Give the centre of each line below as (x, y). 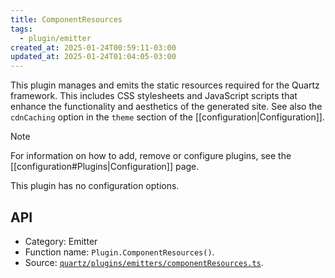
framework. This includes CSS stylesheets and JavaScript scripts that (154, 96)
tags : (21, 29)
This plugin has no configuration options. (95, 186)
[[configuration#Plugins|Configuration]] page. (105, 167)
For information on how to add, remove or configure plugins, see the (151, 156)
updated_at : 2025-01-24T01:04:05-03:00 (93, 57)
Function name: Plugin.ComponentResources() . (119, 252)
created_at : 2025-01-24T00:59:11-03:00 (93, 47)
